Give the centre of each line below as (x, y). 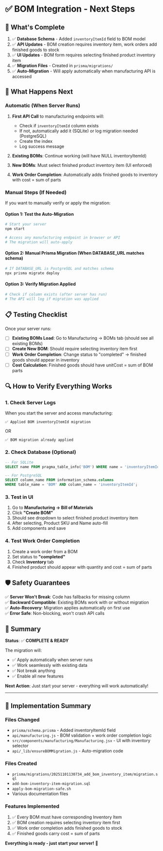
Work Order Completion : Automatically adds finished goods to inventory (85, 174)
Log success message (42, 146)
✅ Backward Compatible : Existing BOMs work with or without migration (77, 602)
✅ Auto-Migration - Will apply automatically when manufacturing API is (84, 71)
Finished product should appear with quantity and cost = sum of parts (82, 567)
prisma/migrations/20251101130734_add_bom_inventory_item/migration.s (85, 774)
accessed (22, 77)
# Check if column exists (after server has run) (56, 294)
